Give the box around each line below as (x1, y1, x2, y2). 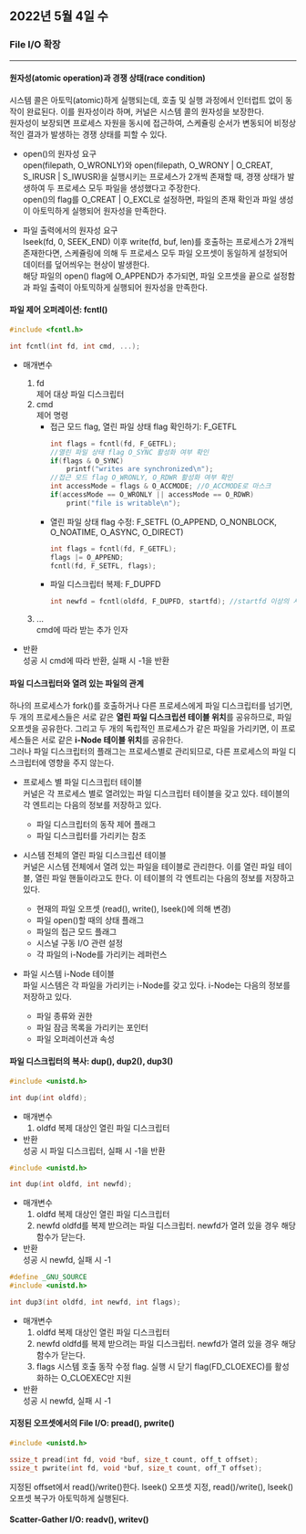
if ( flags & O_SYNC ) (49, 456, 125, 466)
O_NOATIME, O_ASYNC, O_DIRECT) (49, 526, 184, 537)
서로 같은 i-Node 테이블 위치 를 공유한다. (40, 734, 184, 745)
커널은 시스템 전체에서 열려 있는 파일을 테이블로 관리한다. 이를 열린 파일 (22, 861, 276, 872)
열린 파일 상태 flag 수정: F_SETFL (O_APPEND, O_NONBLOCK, (49, 516, 278, 527)
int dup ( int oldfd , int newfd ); (9, 1180, 132, 1189)
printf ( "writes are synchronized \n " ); (66, 465, 214, 474)
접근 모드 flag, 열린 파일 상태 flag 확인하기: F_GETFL (49, 421, 238, 432)
